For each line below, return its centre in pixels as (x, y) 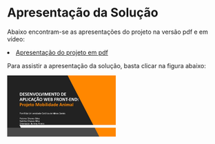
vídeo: (16, 39)
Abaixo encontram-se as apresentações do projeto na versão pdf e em (108, 32)
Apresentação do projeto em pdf (62, 52)
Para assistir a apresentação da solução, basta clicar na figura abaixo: (107, 65)
